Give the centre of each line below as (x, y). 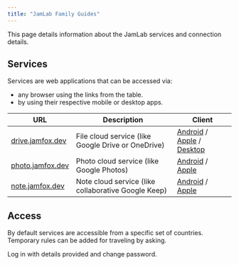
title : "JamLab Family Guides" (54, 14)
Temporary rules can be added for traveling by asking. (87, 240)
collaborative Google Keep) (121, 190)
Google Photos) (102, 170)
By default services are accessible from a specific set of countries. (106, 233)
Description (123, 120)
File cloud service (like (113, 136)
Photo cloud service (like (117, 161)
